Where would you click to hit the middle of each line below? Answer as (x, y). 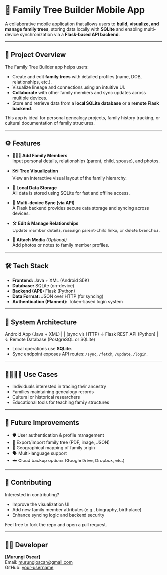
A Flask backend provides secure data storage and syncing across (81, 208)
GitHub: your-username (29, 568)
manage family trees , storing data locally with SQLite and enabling (74, 29)
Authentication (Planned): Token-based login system (68, 302)
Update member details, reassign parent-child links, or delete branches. (86, 230)
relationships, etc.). (32, 82)
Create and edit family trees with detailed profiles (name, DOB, (77, 76)
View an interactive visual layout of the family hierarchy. (69, 178)
